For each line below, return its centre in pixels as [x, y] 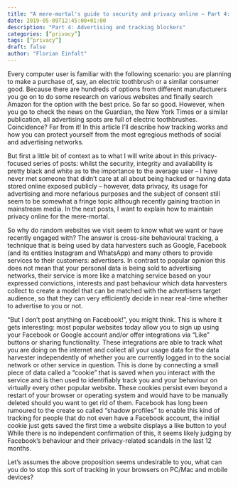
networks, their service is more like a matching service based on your [109, 276]
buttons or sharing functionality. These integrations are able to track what [115, 342]
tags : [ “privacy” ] [34, 41]
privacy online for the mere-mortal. [59, 216]
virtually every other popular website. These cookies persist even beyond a [118, 387]
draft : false [27, 47]
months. [20, 448]
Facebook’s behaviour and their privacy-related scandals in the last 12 [109, 440]
